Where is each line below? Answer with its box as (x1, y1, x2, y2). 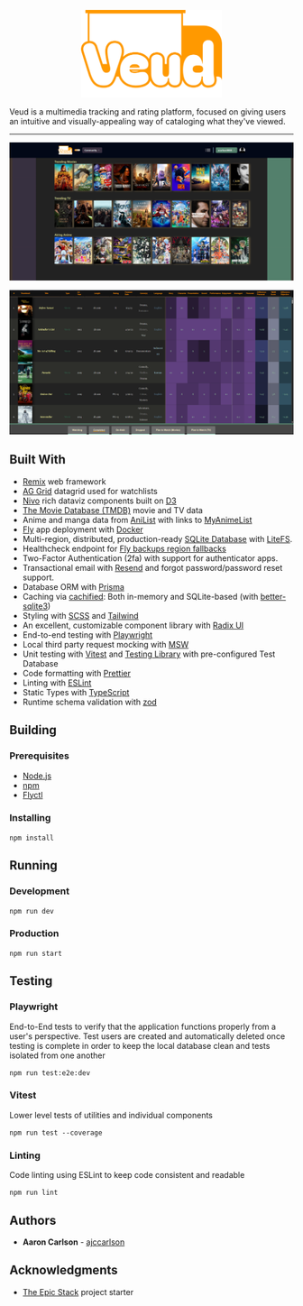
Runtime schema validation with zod (22, 696, 158, 707)
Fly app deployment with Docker (22, 524, 144, 535)
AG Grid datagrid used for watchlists (22, 485, 158, 496)
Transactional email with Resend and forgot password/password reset (22, 562, 283, 573)
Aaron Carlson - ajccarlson (22, 1237, 125, 1247)
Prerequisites (9, 750, 69, 762)
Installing (9, 812, 51, 824)
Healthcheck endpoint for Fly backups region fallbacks (22, 543, 227, 554)
